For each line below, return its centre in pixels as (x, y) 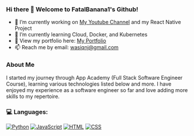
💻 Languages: (27, 112)
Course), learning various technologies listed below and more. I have (89, 84)
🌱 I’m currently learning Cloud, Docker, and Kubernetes (81, 35)
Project (23, 28)
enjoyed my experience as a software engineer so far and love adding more (97, 90)
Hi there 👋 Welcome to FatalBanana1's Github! (72, 9)
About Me (20, 65)
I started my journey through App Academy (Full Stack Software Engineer (94, 77)
